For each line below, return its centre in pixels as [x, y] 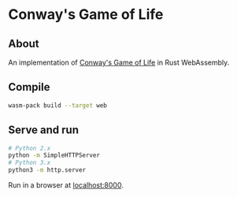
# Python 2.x [30, 148]
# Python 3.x [30, 163]
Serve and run [44, 130]
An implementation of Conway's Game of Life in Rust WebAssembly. [119, 62]
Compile [29, 87]
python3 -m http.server [47, 170]
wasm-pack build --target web [58, 105]
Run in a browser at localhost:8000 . [66, 185]
